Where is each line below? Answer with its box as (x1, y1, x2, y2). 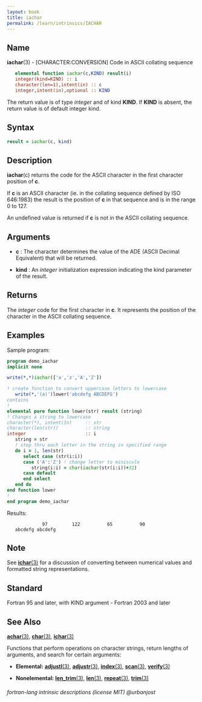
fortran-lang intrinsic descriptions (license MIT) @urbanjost (7, 688, 156, 695)
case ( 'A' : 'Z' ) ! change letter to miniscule (22, 459, 140, 465)
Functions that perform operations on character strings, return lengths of (7, 644, 189, 652)
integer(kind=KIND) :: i (15, 76, 78, 83)
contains (7, 397, 29, 403)
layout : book (7, 8, 40, 15)
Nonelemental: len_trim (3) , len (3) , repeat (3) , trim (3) (15, 675, 149, 682)
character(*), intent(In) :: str (7, 419, 102, 425)
